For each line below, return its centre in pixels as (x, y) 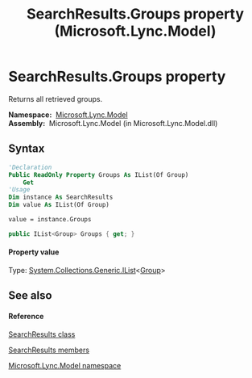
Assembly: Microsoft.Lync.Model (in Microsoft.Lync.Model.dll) (113, 123)
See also (30, 296)
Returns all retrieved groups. (56, 99)
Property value (34, 252)
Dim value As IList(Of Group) (59, 205)
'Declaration (30, 167)
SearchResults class (42, 334)
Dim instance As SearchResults (61, 197)
